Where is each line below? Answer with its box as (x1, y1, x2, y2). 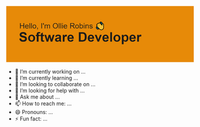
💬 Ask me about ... (14, 93, 60, 100)
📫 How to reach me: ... (14, 100, 72, 107)
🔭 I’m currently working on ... (14, 68, 86, 75)
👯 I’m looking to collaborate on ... (14, 81, 96, 88)
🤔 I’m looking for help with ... (14, 87, 85, 94)
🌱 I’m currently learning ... (14, 74, 79, 82)
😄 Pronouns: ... (14, 109, 54, 116)
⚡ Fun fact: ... (14, 115, 48, 122)
